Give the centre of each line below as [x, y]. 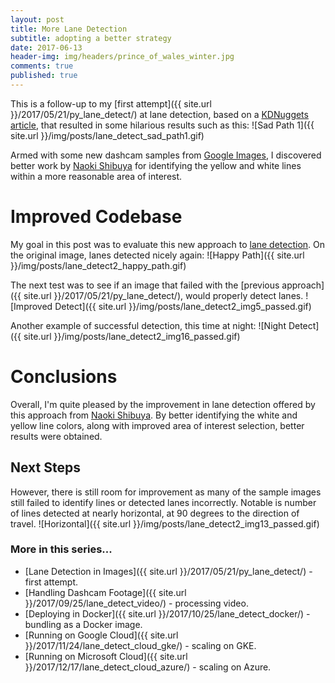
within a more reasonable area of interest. [96, 176]
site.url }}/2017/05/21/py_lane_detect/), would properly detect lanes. [163, 295]
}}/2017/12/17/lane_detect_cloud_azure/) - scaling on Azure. [148, 667]
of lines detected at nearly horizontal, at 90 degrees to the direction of [155, 513]
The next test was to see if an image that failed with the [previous [145, 285]
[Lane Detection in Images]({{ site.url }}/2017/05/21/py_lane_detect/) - [168, 571]
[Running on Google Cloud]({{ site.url [101, 635]
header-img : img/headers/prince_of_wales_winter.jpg [122, 57]
